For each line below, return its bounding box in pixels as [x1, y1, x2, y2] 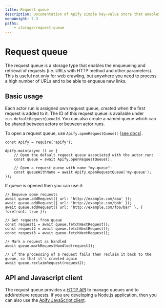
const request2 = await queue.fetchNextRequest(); [5, 226, 110, 231]
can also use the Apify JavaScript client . [5, 297, 86, 303]
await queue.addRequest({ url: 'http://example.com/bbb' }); [5, 200, 132, 205]
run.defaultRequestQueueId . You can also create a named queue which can [5, 115, 156, 121]
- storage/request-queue [14, 25, 64, 30]
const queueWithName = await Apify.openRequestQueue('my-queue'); [14, 170, 152, 175]
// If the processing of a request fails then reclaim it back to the [5, 252, 152, 257]
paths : [5, 21, 19, 26]
